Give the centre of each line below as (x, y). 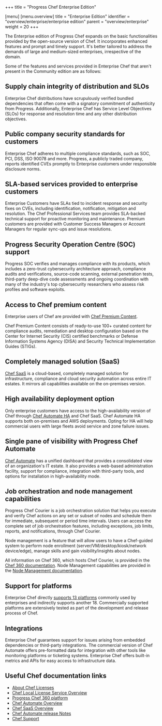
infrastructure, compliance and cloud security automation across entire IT (78, 379)
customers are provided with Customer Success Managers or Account (75, 224)
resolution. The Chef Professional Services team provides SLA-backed (75, 214)
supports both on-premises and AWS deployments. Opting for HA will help (79, 421)
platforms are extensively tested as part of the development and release (77, 608)
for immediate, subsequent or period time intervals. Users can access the (78, 521)
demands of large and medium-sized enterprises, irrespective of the (73, 51)
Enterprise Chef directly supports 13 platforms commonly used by (71, 598)
